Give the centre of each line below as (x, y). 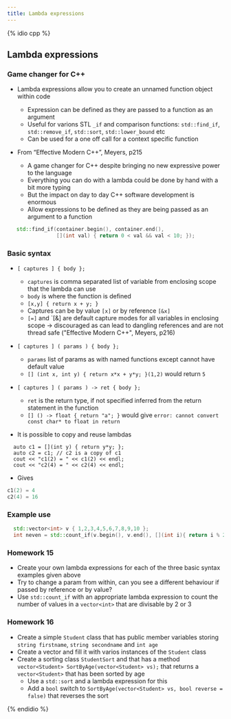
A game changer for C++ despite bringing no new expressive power (124, 166)
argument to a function (60, 217)
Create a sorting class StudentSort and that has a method (98, 659)
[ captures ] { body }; (51, 269)
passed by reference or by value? (64, 590)
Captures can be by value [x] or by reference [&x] (99, 311)
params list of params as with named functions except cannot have (121, 359)
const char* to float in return (74, 422)
